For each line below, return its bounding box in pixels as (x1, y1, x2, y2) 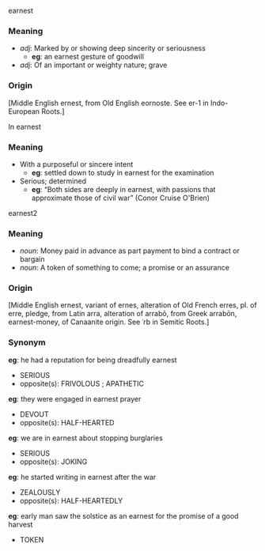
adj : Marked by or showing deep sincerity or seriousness (19, 43, 206, 53)
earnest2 (8, 208, 38, 217)
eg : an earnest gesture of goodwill (31, 52, 145, 62)
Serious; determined (19, 176, 87, 186)
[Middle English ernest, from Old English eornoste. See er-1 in (8, 98, 210, 108)
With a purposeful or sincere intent (19, 159, 134, 168)
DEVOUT (19, 409, 49, 419)
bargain (19, 255, 45, 264)
